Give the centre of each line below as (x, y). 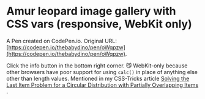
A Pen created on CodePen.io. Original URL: (62, 41)
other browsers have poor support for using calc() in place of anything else (102, 72)
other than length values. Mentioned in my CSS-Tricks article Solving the (98, 78)
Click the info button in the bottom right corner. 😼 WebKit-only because (97, 66)
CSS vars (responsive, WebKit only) (99, 24)
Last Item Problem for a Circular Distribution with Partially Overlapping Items (102, 85)
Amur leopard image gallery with (91, 11)
